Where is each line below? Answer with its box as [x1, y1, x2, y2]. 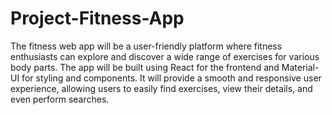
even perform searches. [10, 93, 110, 105]
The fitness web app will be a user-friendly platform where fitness [10, 40, 283, 52]
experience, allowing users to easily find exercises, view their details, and [10, 82, 313, 94]
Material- [281, 61, 320, 73]
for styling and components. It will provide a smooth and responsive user [21, 72, 322, 84]
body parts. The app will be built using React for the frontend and [10, 61, 280, 73]
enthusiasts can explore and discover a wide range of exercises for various [10, 50, 320, 62]
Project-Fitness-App [10, 7, 185, 30]
